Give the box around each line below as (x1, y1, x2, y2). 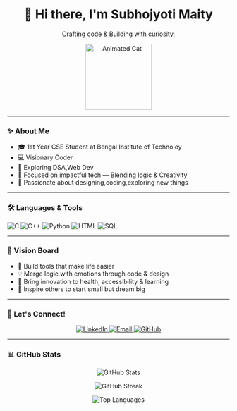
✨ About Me (7, 126, 49, 136)
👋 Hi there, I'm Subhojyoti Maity (24, 6, 213, 23)
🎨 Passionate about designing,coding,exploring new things (17, 178, 188, 187)
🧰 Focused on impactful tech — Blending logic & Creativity (17, 171, 188, 179)
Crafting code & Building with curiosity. (62, 30, 175, 38)
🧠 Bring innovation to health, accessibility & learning (17, 277, 169, 286)
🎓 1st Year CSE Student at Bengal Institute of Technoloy (17, 142, 182, 151)
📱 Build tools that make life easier (17, 262, 115, 270)
